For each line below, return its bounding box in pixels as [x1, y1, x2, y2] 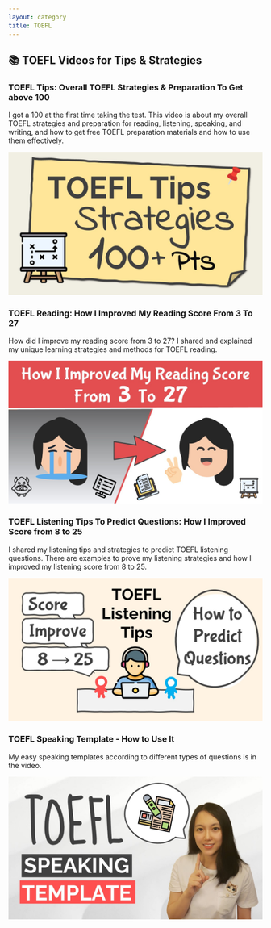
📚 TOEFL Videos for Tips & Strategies [8, 53, 202, 67]
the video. [8, 760, 42, 770]
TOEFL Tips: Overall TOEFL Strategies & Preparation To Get [8, 82, 244, 93]
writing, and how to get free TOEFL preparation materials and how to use [8, 127, 251, 137]
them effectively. [8, 136, 65, 145]
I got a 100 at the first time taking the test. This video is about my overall [8, 110, 248, 120]
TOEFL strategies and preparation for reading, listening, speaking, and [8, 119, 242, 128]
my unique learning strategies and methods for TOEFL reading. [8, 344, 218, 354]
